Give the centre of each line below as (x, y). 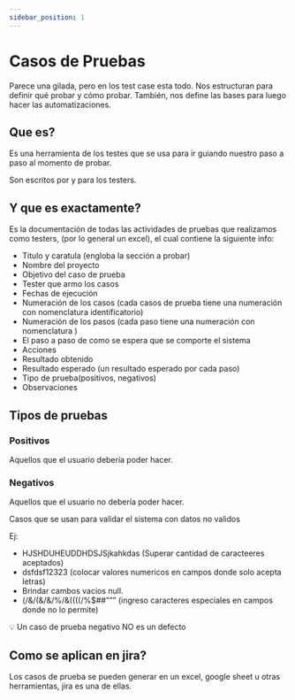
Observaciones (49, 388)
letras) (34, 581)
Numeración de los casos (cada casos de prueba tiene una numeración (152, 303)
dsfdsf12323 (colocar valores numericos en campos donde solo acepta (151, 573)
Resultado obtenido (57, 359)
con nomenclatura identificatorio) (83, 312)
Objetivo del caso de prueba (73, 274)
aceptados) (43, 563)
